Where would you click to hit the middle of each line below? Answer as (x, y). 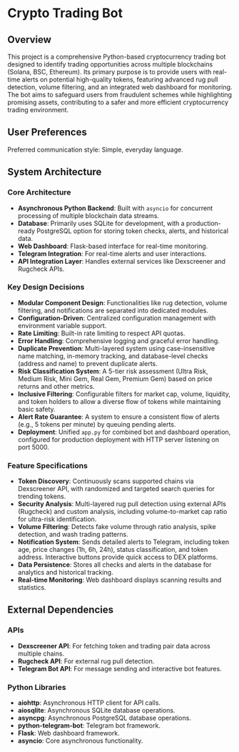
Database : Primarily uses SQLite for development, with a (101, 223)
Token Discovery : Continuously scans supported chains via (106, 481)
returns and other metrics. (56, 386)
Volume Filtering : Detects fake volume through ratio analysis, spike (117, 527)
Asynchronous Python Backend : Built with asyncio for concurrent (115, 208)
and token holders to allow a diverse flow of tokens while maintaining (119, 401)
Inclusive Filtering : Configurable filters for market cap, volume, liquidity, (124, 394)
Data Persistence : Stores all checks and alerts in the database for (115, 565)
